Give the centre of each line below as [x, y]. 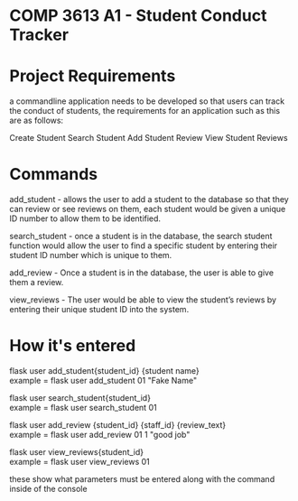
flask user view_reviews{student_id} [77, 452]
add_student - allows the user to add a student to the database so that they [149, 199]
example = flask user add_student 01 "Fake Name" [103, 380]
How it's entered [73, 346]
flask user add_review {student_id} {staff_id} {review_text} [118, 425]
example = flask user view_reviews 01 [80, 462]
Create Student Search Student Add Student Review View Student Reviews [149, 138]
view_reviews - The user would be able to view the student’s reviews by [143, 300]
